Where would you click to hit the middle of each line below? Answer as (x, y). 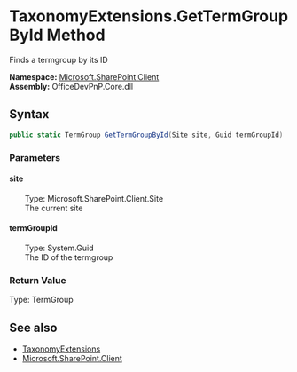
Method (76, 35)
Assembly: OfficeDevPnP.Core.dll (71, 86)
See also (33, 327)
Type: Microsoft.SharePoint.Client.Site (94, 198)
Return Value (38, 280)
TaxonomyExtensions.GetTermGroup (149, 16)
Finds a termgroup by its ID (59, 59)
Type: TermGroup (41, 300)
